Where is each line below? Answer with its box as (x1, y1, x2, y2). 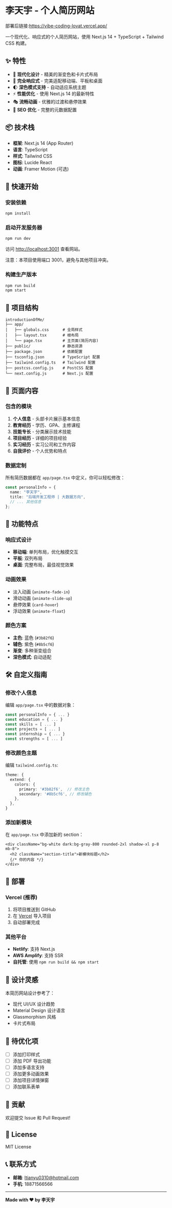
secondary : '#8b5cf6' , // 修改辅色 (18, 791, 92, 796)
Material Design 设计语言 (12, 1007, 66, 1014)
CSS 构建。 (5, 40, 30, 46)
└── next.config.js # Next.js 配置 (5, 371, 94, 376)
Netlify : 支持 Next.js (12, 946, 55, 952)
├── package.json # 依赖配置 (5, 349, 83, 354)
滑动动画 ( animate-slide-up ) (12, 595, 73, 601)
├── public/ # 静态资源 (5, 344, 83, 349)
